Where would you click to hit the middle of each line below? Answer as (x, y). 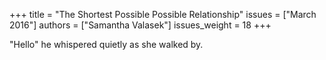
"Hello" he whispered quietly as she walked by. (106, 44)
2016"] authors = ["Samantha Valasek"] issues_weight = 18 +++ (140, 25)
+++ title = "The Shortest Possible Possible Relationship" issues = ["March (163, 14)
